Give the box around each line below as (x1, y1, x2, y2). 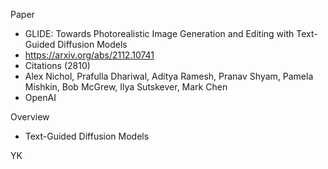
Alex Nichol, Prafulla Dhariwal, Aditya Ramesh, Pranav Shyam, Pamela (24, 70, 314, 82)
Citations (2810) (24, 60, 91, 71)
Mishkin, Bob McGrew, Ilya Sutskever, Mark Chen (24, 81, 228, 93)
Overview (10, 111, 50, 123)
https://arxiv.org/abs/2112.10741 (24, 49, 155, 61)
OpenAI (24, 92, 57, 103)
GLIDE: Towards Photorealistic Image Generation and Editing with (24, 28, 295, 39)
